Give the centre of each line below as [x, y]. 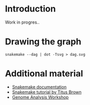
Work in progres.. [22, 22]
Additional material [44, 74]
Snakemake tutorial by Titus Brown [47, 92]
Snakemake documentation [39, 87]
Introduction [30, 9]
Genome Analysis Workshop [40, 97]
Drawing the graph [43, 42]
